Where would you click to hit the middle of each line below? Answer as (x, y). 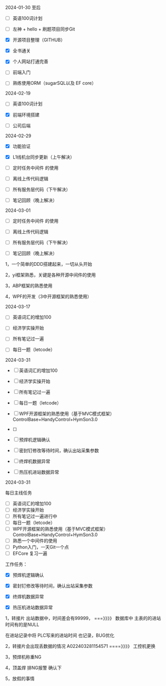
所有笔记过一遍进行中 (35, 516)
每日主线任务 (18, 492)
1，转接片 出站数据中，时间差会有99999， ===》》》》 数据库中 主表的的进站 (83, 618)
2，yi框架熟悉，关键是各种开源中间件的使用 (51, 275)
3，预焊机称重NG (23, 657)
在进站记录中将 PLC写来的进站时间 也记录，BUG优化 (60, 635)
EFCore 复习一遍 (30, 553)
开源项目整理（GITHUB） (39, 40)
